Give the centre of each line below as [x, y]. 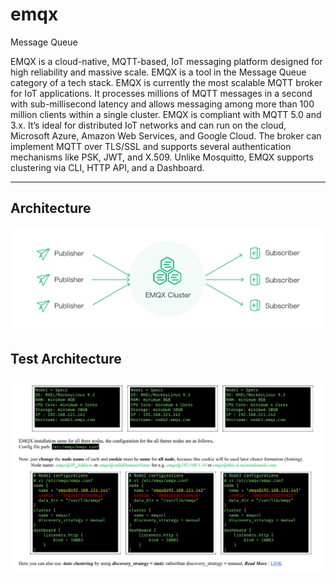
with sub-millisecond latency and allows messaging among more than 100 [162, 104]
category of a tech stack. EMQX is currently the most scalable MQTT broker [166, 82]
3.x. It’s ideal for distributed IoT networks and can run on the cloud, [148, 125]
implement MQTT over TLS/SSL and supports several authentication [151, 146]
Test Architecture [66, 358]
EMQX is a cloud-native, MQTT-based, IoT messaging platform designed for [166, 61]
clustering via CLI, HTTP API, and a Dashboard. [107, 167]
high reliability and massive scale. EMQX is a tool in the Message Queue [158, 72]
